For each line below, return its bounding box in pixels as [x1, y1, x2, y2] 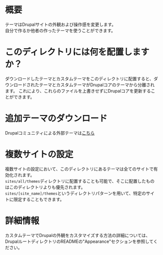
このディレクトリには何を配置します [5, 47, 150, 58]
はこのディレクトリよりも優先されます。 [5, 184, 86, 190]
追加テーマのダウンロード [5, 113, 108, 124]
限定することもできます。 [13, 196, 65, 202]
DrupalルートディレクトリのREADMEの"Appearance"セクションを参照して [5, 238, 154, 244]
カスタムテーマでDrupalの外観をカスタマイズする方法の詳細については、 [5, 232, 150, 238]
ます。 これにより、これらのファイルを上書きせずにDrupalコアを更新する [5, 88, 151, 94]
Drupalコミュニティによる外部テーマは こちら [5, 130, 95, 136]
